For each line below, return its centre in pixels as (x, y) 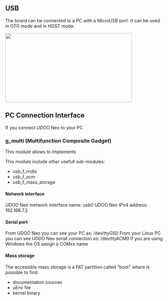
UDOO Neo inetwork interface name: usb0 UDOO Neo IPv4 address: (76, 205)
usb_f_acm (24, 176)
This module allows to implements (41, 152)
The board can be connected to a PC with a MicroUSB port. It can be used (83, 20)
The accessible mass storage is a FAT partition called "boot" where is (78, 267)
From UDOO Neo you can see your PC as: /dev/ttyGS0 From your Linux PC (83, 233)
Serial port (16, 222)
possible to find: (22, 272)
